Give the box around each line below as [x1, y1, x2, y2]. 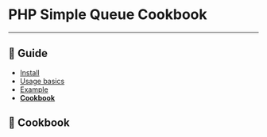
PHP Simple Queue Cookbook [8, 6, 207, 24]
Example [19, 85, 49, 94]
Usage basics [19, 76, 65, 86]
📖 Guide [8, 47, 48, 60]
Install [19, 67, 40, 77]
